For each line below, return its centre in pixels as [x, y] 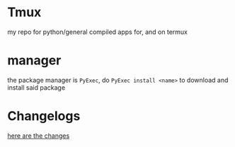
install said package [36, 87]
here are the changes [39, 136]
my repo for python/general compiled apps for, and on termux [97, 32]
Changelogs [44, 116]
